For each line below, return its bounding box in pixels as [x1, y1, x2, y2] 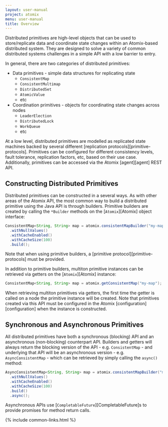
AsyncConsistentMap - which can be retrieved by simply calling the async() [5, 355, 158, 361]
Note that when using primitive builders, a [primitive [5, 251, 112, 257]
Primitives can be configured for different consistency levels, [28, 149, 154, 155]
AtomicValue [19, 92, 45, 97]
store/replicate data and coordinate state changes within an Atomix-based [5, 40, 158, 46]
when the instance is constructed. [36, 306, 107, 312]
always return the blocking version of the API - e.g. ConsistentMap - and [5, 344, 152, 350]
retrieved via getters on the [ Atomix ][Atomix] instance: [5, 271, 116, 277]
